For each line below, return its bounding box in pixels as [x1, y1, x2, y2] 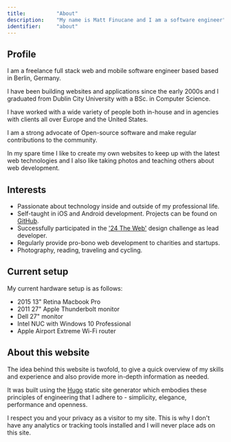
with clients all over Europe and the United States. [7, 115, 148, 124]
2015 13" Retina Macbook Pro [16, 297, 101, 306]
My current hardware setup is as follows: [7, 284, 123, 293]
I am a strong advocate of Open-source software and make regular [7, 129, 197, 137]
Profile [7, 48, 36, 60]
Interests [7, 184, 47, 196]
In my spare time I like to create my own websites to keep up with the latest [7, 149, 220, 158]
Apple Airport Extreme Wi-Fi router [16, 326, 116, 335]
